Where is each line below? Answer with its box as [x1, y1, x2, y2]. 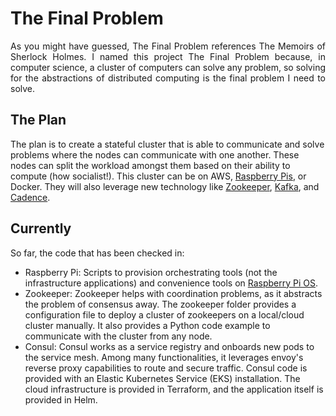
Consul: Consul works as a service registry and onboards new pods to [24, 340, 315, 352]
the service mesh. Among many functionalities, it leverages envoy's [24, 351, 304, 363]
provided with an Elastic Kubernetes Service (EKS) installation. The [24, 372, 301, 384]
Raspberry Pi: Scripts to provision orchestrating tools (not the [24, 266, 278, 278]
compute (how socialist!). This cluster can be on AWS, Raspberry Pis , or [10, 170, 307, 182]
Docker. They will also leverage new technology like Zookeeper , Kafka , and [10, 180, 320, 192]
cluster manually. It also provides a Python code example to [24, 319, 271, 331]
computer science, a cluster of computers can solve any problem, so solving [10, 61, 326, 73]
